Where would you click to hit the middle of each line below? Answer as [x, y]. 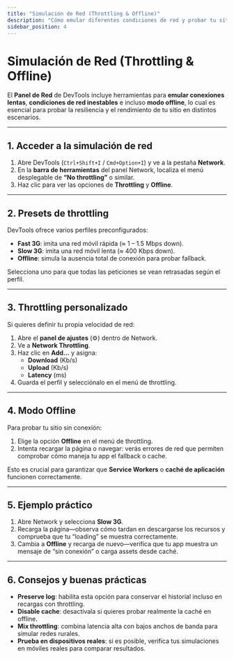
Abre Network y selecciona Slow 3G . [70, 522]
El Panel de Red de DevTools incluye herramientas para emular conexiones [116, 95]
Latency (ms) [47, 375]
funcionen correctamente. [45, 476]
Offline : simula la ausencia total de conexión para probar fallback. [112, 258]
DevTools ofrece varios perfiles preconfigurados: [78, 230]
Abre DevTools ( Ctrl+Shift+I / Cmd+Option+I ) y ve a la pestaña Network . [121, 163]
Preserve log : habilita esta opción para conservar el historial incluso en [120, 597]
